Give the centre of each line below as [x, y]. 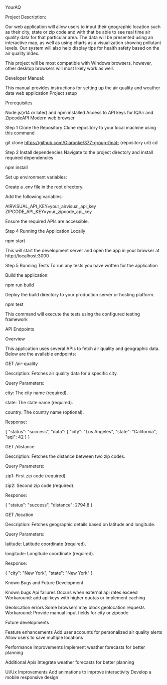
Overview [15, 339]
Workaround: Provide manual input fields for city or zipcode [67, 613]
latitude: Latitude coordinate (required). [46, 544]
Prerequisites [19, 103]
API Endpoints [20, 329]
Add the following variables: [34, 197]
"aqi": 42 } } [18, 437]
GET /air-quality [22, 364]
